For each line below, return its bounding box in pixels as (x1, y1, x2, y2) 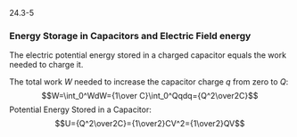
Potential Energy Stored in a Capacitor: (9, 104, 152, 115)
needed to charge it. (9, 60, 84, 70)
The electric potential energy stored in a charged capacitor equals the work (9, 50, 287, 60)
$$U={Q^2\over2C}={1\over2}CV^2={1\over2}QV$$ (54, 118, 245, 129)
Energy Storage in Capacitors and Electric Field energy (9, 29, 252, 42)
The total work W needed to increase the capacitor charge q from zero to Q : (9, 77, 289, 87)
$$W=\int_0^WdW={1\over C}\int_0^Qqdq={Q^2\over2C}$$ (41, 91, 259, 101)
